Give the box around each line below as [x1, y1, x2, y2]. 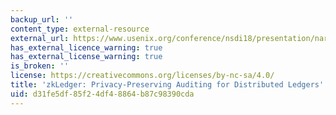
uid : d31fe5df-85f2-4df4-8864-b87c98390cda [10, 89, 195, 99]
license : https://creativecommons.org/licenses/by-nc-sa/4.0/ [10, 71, 275, 81]
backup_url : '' [10, 14, 74, 25]
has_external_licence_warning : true [10, 42, 163, 53]
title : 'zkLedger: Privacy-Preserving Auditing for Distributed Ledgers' [10, 80, 325, 90]
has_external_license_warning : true [10, 52, 163, 62]
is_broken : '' [10, 61, 70, 71]
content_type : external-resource [10, 24, 150, 34]
